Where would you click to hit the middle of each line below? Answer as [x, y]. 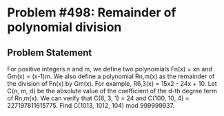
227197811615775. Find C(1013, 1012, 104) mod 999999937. [91, 105]
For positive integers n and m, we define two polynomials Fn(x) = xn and [110, 69]
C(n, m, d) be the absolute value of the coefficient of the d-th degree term [112, 91]
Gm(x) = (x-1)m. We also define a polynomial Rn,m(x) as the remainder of [111, 76]
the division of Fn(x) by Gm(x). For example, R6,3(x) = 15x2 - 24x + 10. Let [112, 83]
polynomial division [64, 27]
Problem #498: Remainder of [92, 13]
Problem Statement [50, 53]
